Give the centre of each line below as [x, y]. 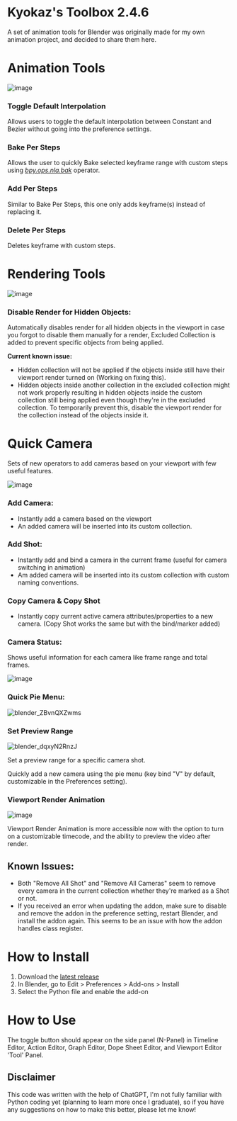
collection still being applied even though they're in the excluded [112, 400]
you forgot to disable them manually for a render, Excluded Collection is [111, 335]
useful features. [30, 471]
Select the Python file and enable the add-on [83, 992]
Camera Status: [35, 642]
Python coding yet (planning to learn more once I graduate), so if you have [116, 1102]
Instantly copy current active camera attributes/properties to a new [115, 616]
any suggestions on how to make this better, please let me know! [102, 1109]
